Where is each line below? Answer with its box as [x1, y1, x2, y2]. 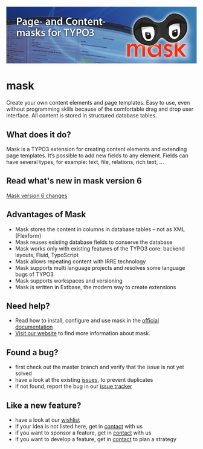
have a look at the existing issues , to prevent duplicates [14, 376, 153, 384]
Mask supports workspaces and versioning [14, 277, 123, 284]
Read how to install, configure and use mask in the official [14, 317, 159, 324]
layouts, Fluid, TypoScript [14, 251, 79, 258]
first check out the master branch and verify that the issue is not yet [14, 364, 184, 371]
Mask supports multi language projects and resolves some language [14, 264, 185, 271]
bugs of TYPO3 [14, 270, 54, 278]
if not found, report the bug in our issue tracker [14, 382, 132, 390]
